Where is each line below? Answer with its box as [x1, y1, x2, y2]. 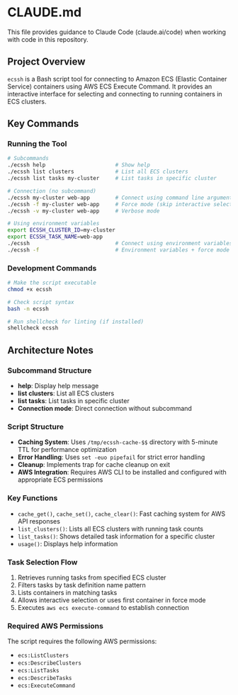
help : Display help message [17, 382, 99, 390]
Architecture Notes [7, 344, 94, 356]
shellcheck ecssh [7, 324, 59, 332]
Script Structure [7, 422, 64, 431]
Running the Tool [7, 139, 67, 149]
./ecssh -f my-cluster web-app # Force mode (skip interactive [7, 200, 211, 208]
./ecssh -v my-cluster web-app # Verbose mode [7, 207, 160, 215]
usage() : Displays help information [17, 539, 118, 548]
